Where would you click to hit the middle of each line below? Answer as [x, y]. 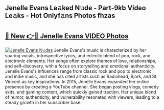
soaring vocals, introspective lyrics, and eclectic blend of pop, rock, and [78, 55]
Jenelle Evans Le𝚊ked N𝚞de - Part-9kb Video [76, 8]
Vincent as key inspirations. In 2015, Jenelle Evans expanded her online [77, 82]
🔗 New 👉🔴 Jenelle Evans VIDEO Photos [67, 36]
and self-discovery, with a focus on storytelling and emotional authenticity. [80, 66]
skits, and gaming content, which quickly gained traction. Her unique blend [81, 92]
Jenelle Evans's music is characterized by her [100, 50]
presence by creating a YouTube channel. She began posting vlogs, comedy [82, 87]
